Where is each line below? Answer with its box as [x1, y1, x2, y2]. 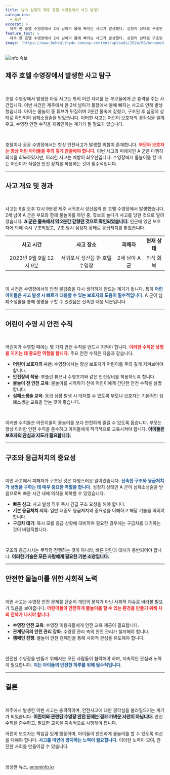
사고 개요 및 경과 [5, 181, 53, 190]
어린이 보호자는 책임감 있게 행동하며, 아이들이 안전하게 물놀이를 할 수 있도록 [5, 730, 154, 736]
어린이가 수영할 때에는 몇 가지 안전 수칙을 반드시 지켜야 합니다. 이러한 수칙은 [5, 344, 155, 350]
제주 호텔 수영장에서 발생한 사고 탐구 [5, 72, 111, 80]
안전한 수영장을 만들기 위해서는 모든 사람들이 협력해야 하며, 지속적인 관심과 [5, 655, 153, 661]
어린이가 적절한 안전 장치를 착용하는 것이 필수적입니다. [10, 160, 117, 166]
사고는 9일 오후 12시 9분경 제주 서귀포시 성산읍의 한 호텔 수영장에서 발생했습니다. [5, 206, 165, 212]
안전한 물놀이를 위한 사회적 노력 [5, 574, 98, 583]
